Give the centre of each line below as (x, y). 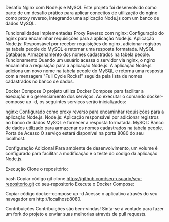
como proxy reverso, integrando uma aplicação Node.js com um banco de (82, 18)
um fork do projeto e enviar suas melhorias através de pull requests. (76, 214)
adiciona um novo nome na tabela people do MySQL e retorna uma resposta (84, 71)
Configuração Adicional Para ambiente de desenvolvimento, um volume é (81, 148)
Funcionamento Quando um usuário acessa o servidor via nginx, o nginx (80, 60)
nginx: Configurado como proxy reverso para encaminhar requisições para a (85, 112)
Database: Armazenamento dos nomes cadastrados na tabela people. (78, 54)
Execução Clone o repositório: (37, 169)
